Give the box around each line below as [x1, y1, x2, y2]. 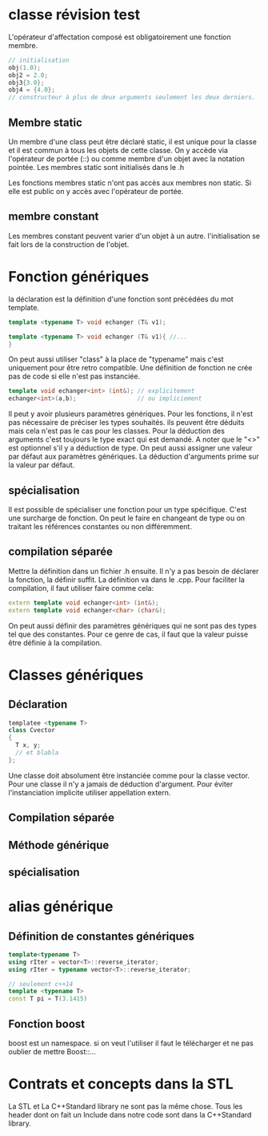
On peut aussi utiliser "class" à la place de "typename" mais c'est [8, 354, 224, 364]
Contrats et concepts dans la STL [8, 1075, 234, 1094]
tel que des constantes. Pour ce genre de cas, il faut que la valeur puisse [8, 629, 249, 639]
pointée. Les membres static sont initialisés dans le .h [8, 163, 185, 172]
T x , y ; [15, 742, 42, 750]
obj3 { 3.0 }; [8, 79, 45, 87]
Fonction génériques [8, 268, 150, 285]
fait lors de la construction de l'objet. [8, 239, 130, 249]
